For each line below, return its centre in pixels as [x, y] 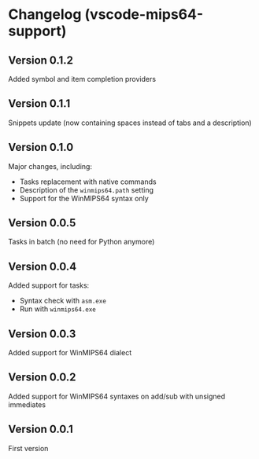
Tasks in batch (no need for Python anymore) [81, 242]
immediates [27, 404]
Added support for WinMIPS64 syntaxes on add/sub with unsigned [117, 396]
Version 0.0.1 [41, 430]
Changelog [45, 15]
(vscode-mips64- [144, 15]
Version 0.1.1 [39, 104]
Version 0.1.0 [41, 147]
